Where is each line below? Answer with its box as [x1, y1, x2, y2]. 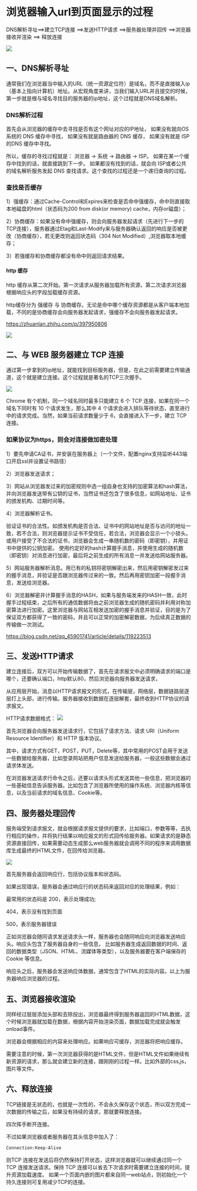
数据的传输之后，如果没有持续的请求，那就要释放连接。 [11, 1108, 145, 1115]
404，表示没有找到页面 [6, 908, 63, 915]
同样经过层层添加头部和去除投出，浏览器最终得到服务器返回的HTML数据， [6, 1011, 186, 1018]
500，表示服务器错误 [6, 921, 57, 928]
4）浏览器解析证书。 [6, 510, 56, 517]
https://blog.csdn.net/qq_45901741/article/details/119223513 [6, 632, 151, 639]
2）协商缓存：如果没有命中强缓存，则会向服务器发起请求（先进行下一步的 [6, 218, 184, 225]
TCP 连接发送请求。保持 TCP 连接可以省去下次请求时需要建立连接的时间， [6, 1163, 185, 1170]
